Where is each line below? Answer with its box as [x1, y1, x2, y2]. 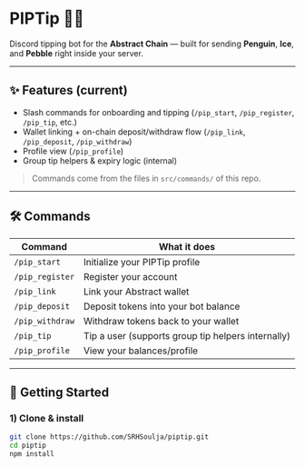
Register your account [83, 270, 178, 283]
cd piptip [9, 441, 47, 451]
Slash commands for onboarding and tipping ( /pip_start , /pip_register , [22, 106, 295, 117]
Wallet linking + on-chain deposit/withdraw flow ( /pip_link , [22, 126, 246, 137]
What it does [158, 240, 216, 253]
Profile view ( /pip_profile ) [22, 145, 124, 156]
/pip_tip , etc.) [22, 116, 77, 127]
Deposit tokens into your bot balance [83, 300, 241, 313]
